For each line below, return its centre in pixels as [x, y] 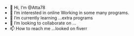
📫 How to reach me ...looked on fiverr [48, 28]
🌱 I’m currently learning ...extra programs [51, 18]
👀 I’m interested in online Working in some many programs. [69, 13]
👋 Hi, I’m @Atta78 [27, 8]
